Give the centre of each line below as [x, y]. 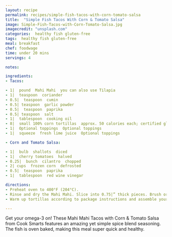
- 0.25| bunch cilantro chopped [43, 161]
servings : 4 [18, 58]
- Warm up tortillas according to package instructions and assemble [81, 199]
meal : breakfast [23, 44]
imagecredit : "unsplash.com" [36, 29]
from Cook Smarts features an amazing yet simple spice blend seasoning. [83, 224]
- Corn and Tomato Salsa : [33, 142]
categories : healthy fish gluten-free [48, 34]
